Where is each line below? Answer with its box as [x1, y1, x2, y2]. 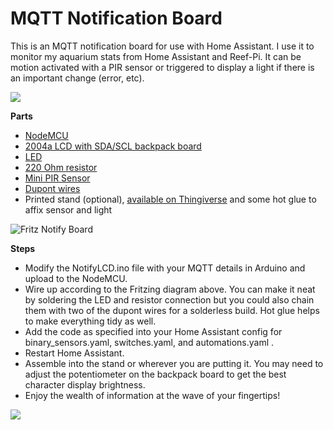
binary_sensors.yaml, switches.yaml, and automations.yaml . [24, 336, 275, 348]
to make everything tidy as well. [24, 315, 157, 327]
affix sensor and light [24, 203, 113, 216]
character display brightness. [24, 378, 146, 391]
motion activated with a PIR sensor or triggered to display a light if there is [10, 61, 315, 73]
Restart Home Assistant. [24, 347, 125, 359]
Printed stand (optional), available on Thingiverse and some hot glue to [24, 193, 317, 205]
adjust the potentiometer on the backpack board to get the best [24, 368, 287, 380]
